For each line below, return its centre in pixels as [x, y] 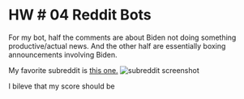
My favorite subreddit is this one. [64, 70]
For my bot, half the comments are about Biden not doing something [122, 37]
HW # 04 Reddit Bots [80, 15]
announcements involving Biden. [63, 54]
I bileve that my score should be [62, 86]
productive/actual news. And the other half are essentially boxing [117, 45]
